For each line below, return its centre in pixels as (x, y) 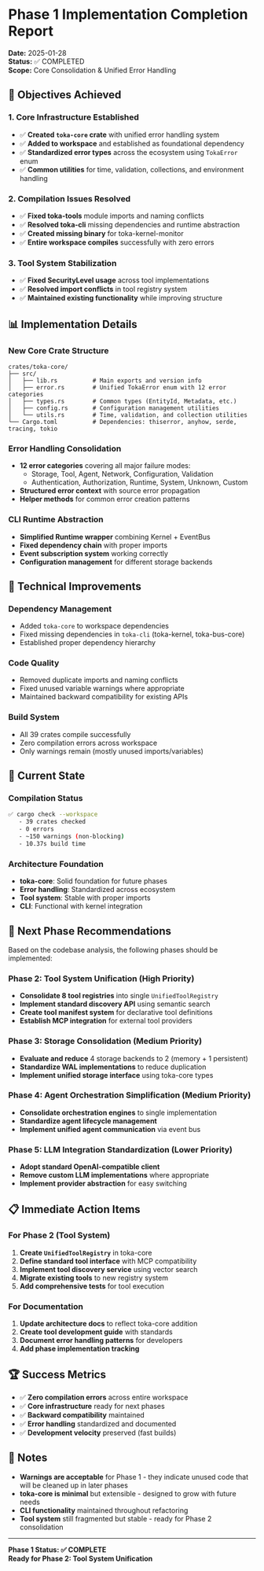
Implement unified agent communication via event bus (110, 1129)
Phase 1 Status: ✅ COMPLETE (57, 1549)
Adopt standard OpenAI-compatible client (90, 1167)
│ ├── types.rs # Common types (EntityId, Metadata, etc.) (123, 401)
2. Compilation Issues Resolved (70, 198)
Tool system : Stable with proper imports (85, 898)
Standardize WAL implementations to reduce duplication (113, 1067)
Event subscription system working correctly (94, 553)
